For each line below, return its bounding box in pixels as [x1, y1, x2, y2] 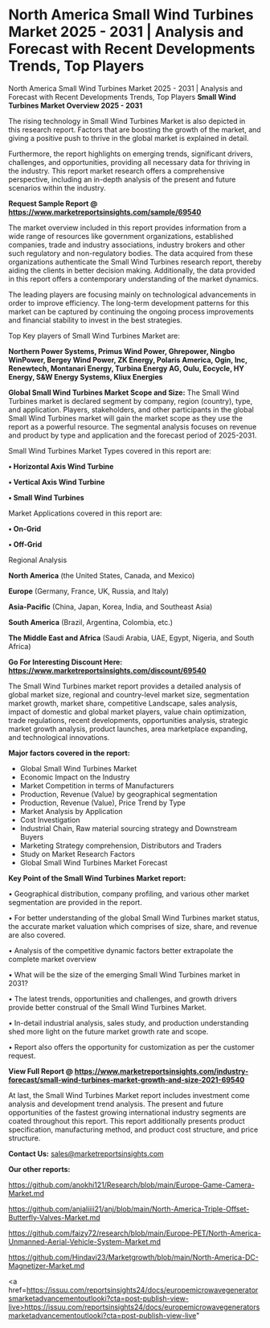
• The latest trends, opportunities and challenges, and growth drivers [8, 993, 237, 1003]
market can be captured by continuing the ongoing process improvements [8, 306, 255, 316]
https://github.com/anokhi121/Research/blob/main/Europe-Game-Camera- [8, 1180, 256, 1190]
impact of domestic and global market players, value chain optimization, [8, 706, 247, 717]
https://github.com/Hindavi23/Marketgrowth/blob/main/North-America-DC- [8, 1252, 259, 1262]
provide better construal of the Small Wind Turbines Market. [8, 1002, 207, 1012]
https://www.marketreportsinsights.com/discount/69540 [8, 665, 207, 675]
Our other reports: [8, 1164, 71, 1174]
